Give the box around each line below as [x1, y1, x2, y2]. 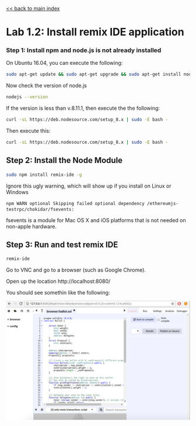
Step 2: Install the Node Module [6, 155, 123, 165]
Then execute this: [6, 127, 51, 134]
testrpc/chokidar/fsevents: [6, 206, 75, 212]
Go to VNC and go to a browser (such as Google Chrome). [6, 266, 146, 273]
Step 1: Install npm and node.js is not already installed [6, 46, 162, 54]
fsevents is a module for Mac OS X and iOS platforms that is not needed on [6, 216, 187, 224]
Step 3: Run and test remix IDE [6, 240, 118, 250]
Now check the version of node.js [6, 82, 87, 89]
